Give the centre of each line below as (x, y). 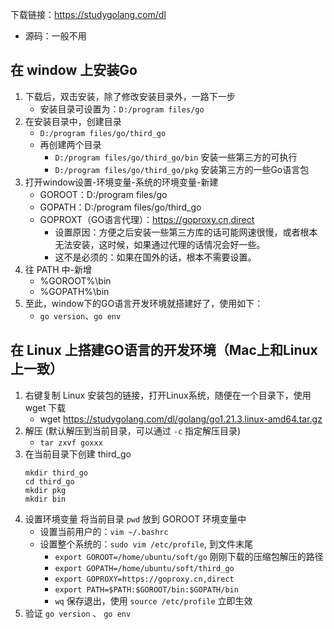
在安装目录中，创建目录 (73, 121)
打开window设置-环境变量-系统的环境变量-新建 (121, 182)
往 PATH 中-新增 (58, 269)
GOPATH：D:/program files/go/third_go (120, 207)
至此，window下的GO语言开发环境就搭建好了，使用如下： (144, 303)
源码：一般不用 (55, 36)
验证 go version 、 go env (78, 613)
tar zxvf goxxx (71, 443)
